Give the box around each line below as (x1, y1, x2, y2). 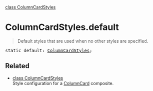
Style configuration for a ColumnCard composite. (12, 80, 114, 86)
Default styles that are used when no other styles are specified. (17, 38, 148, 44)
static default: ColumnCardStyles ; (5, 47, 92, 53)
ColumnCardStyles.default (5, 22, 119, 33)
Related (5, 62, 30, 70)
